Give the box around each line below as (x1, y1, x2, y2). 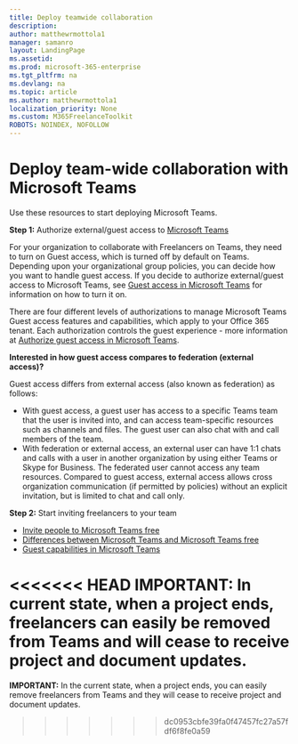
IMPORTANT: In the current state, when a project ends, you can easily (9, 680, 267, 691)
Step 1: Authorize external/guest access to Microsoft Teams (9, 224, 230, 235)
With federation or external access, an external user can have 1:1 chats (21, 442, 282, 454)
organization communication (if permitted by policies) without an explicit (21, 481, 287, 491)
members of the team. (21, 433, 104, 444)
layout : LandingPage (9, 46, 86, 55)
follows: (9, 388, 38, 399)
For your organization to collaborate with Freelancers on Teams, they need (9, 241, 283, 252)
